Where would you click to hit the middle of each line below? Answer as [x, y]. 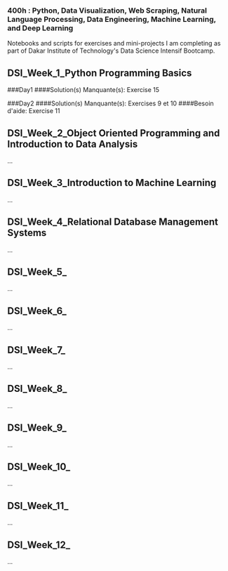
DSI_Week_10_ [39, 467]
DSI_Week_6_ [37, 311]
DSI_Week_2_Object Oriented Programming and [114, 133]
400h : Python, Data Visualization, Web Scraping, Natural [107, 11]
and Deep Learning [40, 28]
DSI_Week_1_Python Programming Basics [100, 73]
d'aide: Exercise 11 [34, 111]
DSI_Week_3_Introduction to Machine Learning [112, 183]
